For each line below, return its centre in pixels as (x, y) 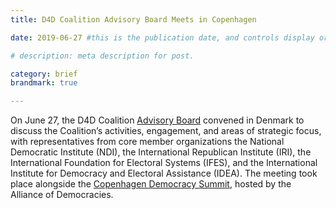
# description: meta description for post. (102, 56)
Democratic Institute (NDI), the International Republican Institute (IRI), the (161, 152)
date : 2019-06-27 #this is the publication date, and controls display (162, 37)
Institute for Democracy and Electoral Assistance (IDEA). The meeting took (164, 173)
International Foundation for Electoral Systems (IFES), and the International (164, 163)
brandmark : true (44, 83)
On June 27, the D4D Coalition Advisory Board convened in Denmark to (157, 120)
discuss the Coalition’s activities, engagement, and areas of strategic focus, (166, 131)
